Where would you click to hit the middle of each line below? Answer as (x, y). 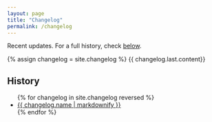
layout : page (26, 13)
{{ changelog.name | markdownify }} (69, 105)
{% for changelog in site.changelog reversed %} (86, 98)
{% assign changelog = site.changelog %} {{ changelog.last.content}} (106, 59)
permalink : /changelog (40, 26)
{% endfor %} (37, 112)
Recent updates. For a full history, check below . (74, 46)
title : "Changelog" (35, 20)
